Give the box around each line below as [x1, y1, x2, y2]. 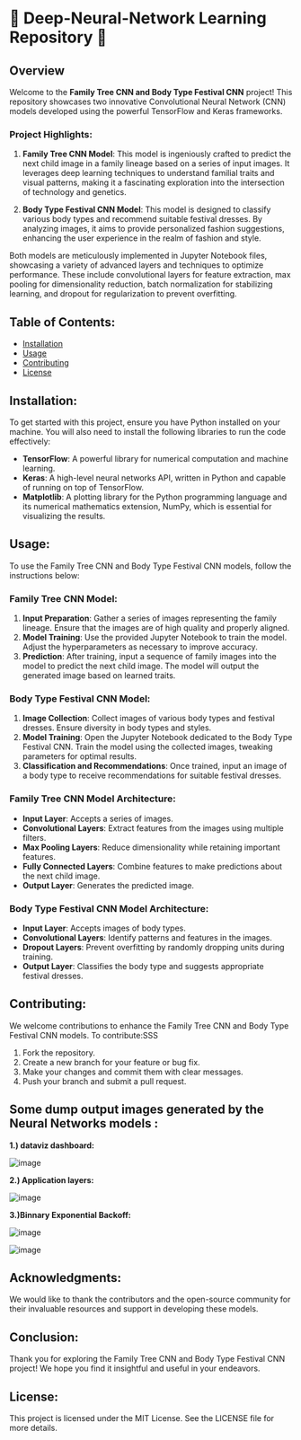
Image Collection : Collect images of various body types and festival [22, 713, 276, 724]
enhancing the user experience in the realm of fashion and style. [22, 233, 262, 243]
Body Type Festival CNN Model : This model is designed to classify [22, 204, 271, 215]
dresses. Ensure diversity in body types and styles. [22, 722, 212, 733]
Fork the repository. [22, 1047, 96, 1058]
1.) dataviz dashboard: [9, 1140, 94, 1151]
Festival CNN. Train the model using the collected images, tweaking [22, 741, 273, 753]
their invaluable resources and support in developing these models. [9, 1303, 259, 1314]
